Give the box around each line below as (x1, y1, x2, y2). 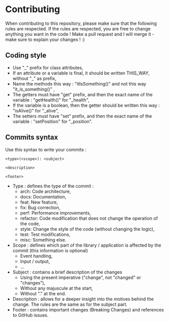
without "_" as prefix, (12, 75, 57, 82)
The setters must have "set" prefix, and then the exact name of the (12, 113, 152, 119)
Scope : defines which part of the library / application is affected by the (12, 242, 161, 248)
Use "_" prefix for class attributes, (12, 64, 83, 70)
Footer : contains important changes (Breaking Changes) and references (12, 306, 164, 312)
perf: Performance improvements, (20, 210, 91, 216)
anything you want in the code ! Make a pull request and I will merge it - (5, 31, 154, 37)
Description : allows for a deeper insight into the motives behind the (12, 296, 154, 302)
